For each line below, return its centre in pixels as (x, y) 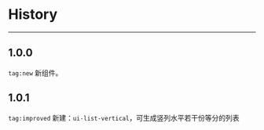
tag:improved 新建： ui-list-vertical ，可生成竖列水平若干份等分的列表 (124, 117)
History (33, 14)
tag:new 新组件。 (35, 73)
